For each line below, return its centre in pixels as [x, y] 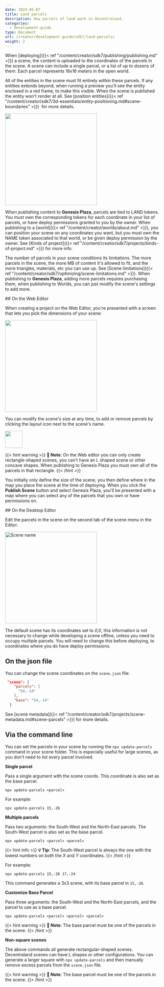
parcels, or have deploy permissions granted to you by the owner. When [78, 222]
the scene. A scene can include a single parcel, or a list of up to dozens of [80, 66]
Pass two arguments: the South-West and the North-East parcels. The [75, 826]
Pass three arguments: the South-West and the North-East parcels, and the [81, 902]
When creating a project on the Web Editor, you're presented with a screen [80, 308]
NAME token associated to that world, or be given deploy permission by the [81, 238]
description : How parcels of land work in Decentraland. [64, 19]
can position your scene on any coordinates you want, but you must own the [82, 232]
